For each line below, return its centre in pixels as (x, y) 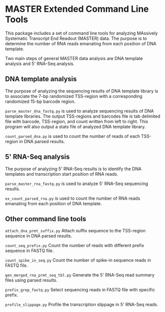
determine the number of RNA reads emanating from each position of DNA (81, 43)
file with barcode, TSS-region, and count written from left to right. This (77, 121)
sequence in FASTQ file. (30, 251)
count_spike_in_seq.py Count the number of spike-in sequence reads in (78, 260)
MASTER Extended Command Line (77, 9)
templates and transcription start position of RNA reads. (62, 174)
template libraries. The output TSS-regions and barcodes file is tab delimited (83, 116)
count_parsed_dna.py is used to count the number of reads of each (73, 136)
